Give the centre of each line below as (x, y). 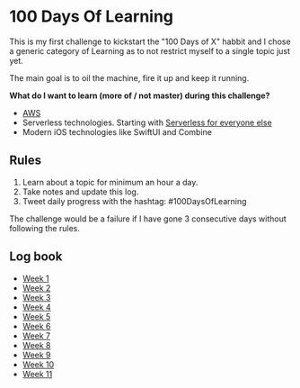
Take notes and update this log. (80, 192)
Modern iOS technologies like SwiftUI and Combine (117, 131)
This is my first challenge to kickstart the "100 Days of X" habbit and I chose (150, 41)
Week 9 (36, 355)
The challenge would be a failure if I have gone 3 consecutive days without (148, 219)
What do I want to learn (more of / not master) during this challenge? (140, 95)
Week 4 (36, 307)
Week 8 (36, 345)
